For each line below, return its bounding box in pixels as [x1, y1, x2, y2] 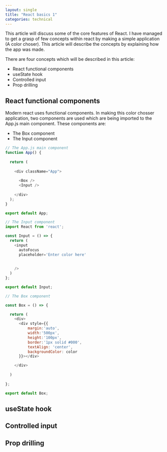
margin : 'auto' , [27, 326, 59, 331]
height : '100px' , [27, 335, 62, 340]
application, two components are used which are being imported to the [5, 115, 152, 121]
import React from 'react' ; [5, 224, 64, 229]
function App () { [5, 150, 42, 155]
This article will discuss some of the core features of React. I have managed [5, 31, 162, 37]
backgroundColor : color [27, 349, 78, 354]
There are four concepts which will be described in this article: [5, 56, 135, 62]
